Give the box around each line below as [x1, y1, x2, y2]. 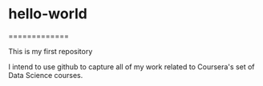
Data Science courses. [8, 70, 83, 80]
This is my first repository [8, 46, 93, 56]
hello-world [8, 5, 88, 23]
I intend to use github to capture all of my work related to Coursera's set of [8, 61, 255, 72]
